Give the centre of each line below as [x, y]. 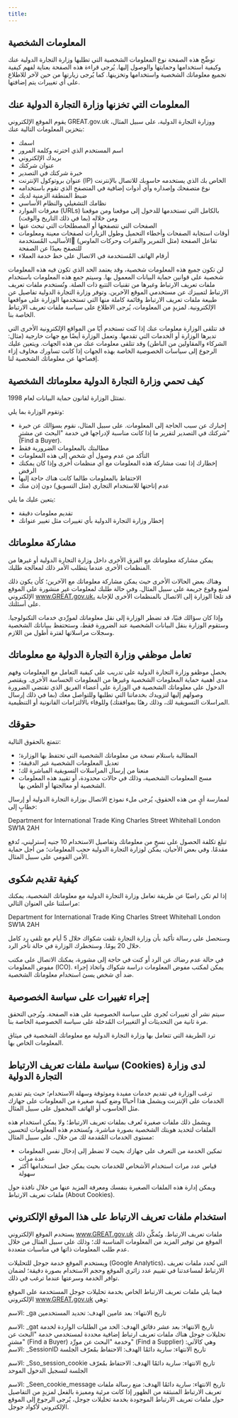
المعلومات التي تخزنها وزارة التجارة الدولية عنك [99, 105]
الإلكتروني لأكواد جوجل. [39, 1407]
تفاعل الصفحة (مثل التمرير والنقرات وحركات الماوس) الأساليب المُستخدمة [118, 241]
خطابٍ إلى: [23, 806]
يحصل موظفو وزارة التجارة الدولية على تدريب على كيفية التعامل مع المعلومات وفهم [117, 672]
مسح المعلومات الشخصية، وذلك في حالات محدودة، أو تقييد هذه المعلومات [115, 777]
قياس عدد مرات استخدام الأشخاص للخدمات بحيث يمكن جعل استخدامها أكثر [117, 1166]
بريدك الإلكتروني [40, 158]
